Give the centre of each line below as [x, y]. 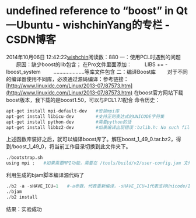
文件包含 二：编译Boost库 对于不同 [141, 71]
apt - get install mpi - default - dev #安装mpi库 [63, 111]
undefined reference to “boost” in [90, 11]
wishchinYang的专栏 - [116, 25]
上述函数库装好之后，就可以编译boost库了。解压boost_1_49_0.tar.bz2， [91, 139]
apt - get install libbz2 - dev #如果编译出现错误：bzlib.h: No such [93, 127]
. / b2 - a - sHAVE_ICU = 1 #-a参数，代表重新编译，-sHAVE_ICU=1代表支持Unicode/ [97, 186]
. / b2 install [22, 197]
